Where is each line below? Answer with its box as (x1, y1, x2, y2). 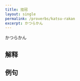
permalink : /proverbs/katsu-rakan (5, 16, 76, 21)
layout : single (5, 12, 36, 17)
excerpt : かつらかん (5, 20, 43, 26)
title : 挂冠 (5, 7, 28, 12)
